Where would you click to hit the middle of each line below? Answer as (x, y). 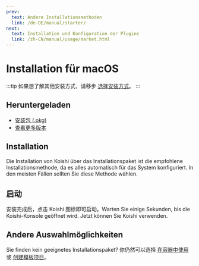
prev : (13, 12)
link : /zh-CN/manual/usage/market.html (61, 39)
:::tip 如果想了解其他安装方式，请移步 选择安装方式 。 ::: (73, 86)
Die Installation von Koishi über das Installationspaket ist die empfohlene (94, 161)
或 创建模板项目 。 (28, 257)
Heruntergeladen (39, 105)
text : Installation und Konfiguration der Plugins (75, 34)
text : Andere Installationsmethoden (57, 17)
